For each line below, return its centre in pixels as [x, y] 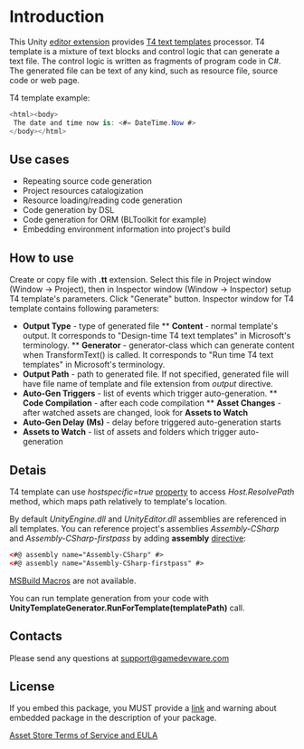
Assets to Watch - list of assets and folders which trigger [129, 432]
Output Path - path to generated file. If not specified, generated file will [156, 374]
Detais [28, 470]
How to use [42, 258]
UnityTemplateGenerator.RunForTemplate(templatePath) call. [127, 608]
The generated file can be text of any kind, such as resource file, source [144, 71]
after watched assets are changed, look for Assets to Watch [135, 413]
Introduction [57, 17]
